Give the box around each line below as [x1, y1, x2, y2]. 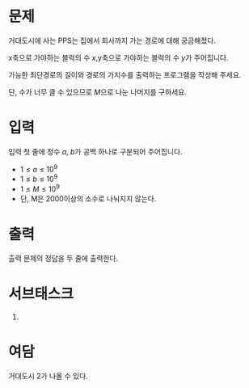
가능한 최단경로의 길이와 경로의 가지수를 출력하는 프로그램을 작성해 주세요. [8, 70, 242, 79]
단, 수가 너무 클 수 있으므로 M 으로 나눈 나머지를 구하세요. [8, 86, 188, 97]
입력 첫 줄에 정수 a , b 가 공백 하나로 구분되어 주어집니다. [8, 146, 184, 156]
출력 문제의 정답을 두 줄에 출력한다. [8, 253, 119, 263]
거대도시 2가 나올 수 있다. [8, 371, 89, 381]
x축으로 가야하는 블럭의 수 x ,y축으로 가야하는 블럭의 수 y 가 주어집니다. [8, 53, 229, 62]
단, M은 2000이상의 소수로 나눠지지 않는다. [19, 193, 157, 203]
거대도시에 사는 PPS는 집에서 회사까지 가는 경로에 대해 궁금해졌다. [8, 36, 217, 45]
